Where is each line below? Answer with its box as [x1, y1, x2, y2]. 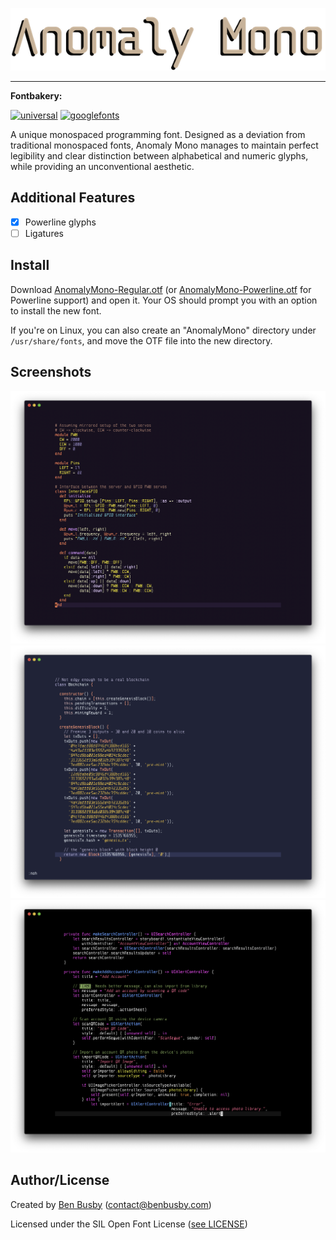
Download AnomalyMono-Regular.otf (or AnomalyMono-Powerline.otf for [10, 283, 312, 295]
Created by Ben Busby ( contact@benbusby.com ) [10, 1198, 212, 1210]
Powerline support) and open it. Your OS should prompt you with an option [10, 294, 318, 306]
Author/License [10, 1172, 110, 1189]
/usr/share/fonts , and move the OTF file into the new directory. [10, 334, 273, 347]
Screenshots [10, 364, 92, 381]
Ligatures [24, 227, 64, 239]
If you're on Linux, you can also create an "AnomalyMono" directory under [10, 324, 317, 336]
